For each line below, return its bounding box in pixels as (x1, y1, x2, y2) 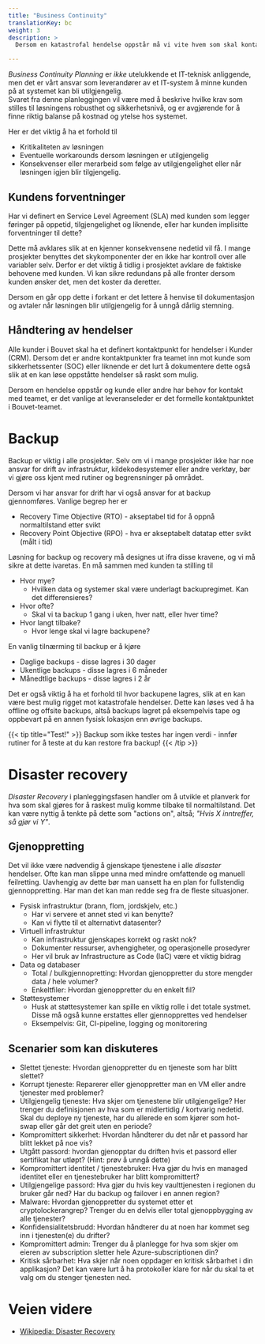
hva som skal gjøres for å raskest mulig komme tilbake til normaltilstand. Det (8, 800, 256, 810)
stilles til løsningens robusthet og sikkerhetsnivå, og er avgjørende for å (8, 104, 241, 113)
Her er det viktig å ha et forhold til (8, 127, 118, 137)
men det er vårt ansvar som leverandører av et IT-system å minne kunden (8, 78, 248, 88)
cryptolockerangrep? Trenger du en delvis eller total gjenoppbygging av (19, 1206, 254, 1215)
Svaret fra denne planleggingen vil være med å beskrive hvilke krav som (8, 95, 243, 104)
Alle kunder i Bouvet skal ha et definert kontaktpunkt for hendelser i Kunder (8, 345, 253, 354)
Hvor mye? (19, 576, 55, 585)
